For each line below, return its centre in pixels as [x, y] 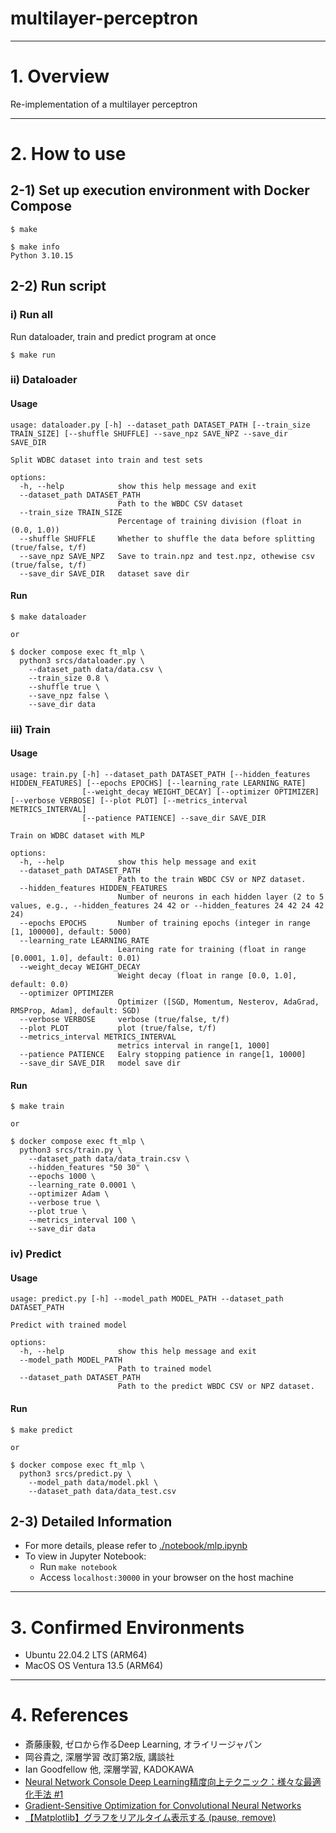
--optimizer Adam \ [69, 1194]
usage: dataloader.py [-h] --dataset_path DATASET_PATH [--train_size [160, 425]
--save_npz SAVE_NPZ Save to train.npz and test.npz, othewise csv [167, 556]
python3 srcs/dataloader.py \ [82, 660]
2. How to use [68, 154]
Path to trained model [165, 1369]
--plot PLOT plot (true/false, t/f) [118, 1028]
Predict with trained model [69, 1325]
